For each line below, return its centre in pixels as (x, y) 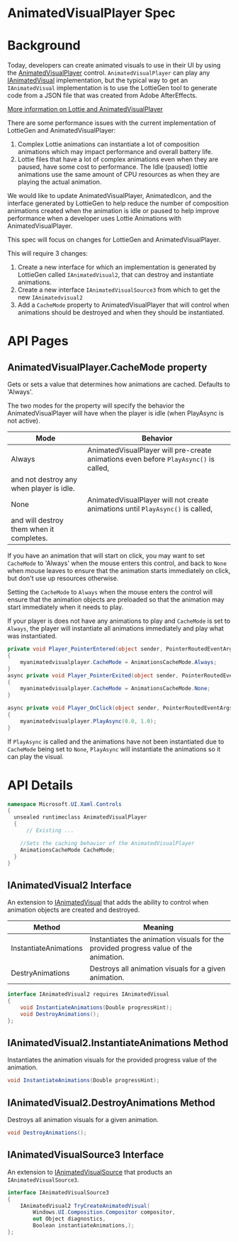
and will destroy (37, 521)
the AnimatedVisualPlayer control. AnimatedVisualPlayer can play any (109, 73)
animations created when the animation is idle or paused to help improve (113, 211)
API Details (40, 785)
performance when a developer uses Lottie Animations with (95, 219)
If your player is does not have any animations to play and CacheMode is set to (119, 621)
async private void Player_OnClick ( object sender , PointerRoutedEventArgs (120, 708)
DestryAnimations (40, 973)
